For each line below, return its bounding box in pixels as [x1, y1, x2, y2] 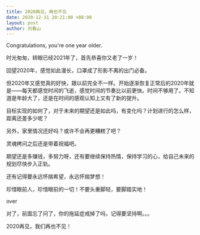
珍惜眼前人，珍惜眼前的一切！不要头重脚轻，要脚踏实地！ [6, 186, 147, 193]
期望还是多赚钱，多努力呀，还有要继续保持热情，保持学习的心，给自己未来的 [6, 153, 195, 160]
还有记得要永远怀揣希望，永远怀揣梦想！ [6, 173, 106, 180]
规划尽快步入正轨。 [6, 160, 54, 167]
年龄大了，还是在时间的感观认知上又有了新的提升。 [16, 94, 142, 102]
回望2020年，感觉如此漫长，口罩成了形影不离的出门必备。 [6, 67, 150, 74]
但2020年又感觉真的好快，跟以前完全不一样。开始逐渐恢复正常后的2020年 [6, 80, 189, 87]
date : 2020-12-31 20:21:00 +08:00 [6, 14, 93, 20]
